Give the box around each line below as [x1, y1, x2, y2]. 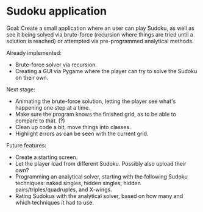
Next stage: [6, 85, 35, 93]
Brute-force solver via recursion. [15, 61, 98, 68]
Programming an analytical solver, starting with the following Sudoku [15, 172, 188, 180]
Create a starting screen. [15, 154, 78, 161]
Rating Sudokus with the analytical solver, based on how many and [15, 192, 183, 199]
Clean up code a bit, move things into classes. [15, 123, 131, 130]
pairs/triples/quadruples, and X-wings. [15, 186, 112, 193]
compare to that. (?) [15, 117, 65, 124]
